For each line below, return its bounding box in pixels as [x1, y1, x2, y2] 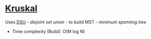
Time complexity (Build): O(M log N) [12, 28, 85, 34]
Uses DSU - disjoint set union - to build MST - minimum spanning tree [5, 19, 147, 25]
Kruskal [5, 3, 38, 14]
